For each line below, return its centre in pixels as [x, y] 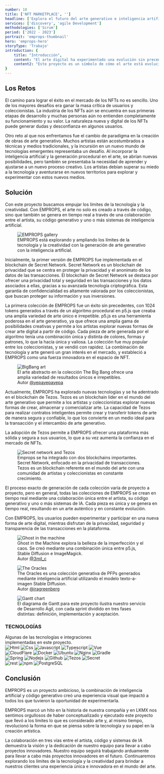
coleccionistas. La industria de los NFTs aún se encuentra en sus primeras [80, 110]
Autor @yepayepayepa [40, 382]
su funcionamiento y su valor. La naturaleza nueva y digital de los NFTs [76, 121]
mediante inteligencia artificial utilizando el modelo [68, 578]
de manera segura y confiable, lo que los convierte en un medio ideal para [80, 418]
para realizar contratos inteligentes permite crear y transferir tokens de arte [81, 412]
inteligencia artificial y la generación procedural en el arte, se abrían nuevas [81, 156]
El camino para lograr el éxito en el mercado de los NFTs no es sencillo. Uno [82, 100]
